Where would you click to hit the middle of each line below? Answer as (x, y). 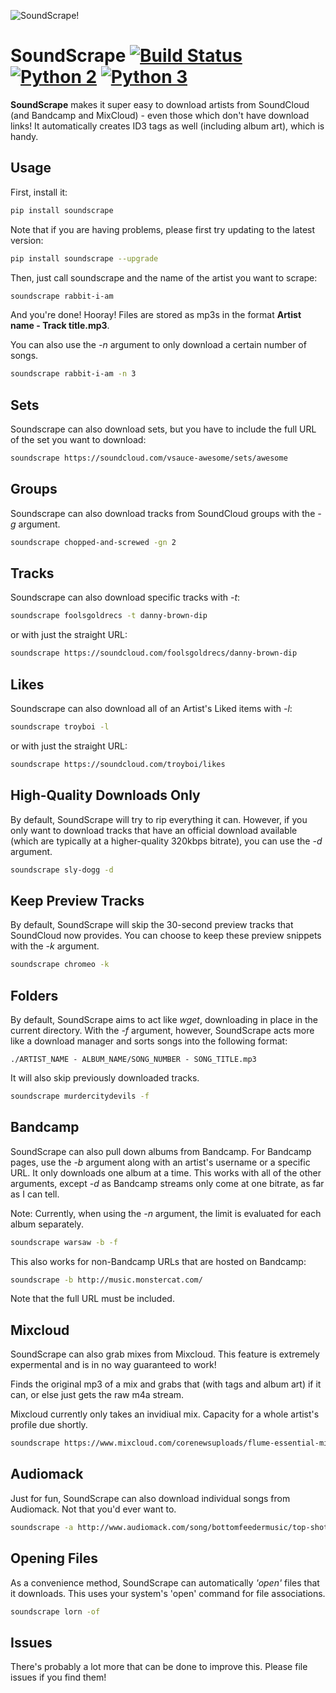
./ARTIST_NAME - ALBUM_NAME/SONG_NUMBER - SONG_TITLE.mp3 (133, 1059)
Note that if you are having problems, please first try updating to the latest (163, 229)
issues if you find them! (58, 1677)
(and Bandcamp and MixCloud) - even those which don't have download (160, 115)
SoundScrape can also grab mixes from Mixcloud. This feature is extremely (165, 1354)
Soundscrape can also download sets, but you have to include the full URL (163, 429)
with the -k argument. (55, 946)
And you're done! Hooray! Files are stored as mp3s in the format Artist (156, 315)
